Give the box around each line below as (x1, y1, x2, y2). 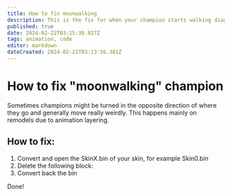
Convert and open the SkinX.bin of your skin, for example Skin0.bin (17, 154, 209, 162)
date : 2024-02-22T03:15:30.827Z (7, 29, 100, 37)
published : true (7, 23, 54, 30)
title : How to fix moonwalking (7, 10, 97, 17)
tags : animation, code (7, 36, 72, 43)
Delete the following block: (17, 161, 93, 170)
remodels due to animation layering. (7, 115, 109, 124)
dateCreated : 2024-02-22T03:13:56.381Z (7, 49, 122, 56)
